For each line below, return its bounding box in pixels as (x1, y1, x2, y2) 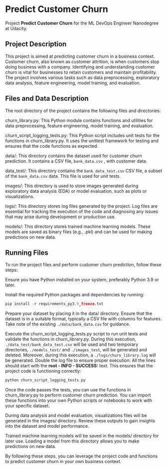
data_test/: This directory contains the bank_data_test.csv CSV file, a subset (5, 168, 163, 174)
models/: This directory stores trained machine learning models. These (5, 223, 151, 229)
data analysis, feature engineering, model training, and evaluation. (5, 80, 141, 86)
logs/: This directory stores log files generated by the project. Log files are (5, 203, 158, 209)
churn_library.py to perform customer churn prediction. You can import (5, 392, 151, 398)
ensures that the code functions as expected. (5, 143, 99, 149)
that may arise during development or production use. (5, 214, 116, 220)
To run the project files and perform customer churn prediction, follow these (5, 262, 162, 268)
